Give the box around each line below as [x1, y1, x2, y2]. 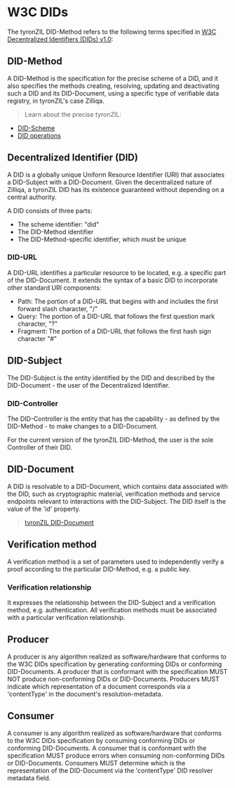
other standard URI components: [7, 283, 102, 292]
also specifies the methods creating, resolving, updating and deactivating [7, 82, 220, 90]
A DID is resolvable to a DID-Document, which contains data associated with [7, 482, 228, 490]
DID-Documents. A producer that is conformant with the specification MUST [7, 667, 228, 675]
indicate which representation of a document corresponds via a [7, 682, 191, 690]
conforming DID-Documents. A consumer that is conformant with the [7, 744, 207, 752]
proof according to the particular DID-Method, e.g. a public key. [7, 564, 192, 573]
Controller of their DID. [7, 443, 72, 451]
